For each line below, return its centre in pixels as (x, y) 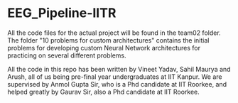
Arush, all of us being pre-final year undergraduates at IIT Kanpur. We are (115, 77)
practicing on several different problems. (67, 55)
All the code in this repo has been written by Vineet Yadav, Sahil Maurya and (119, 69)
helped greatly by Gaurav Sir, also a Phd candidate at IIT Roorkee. (104, 92)
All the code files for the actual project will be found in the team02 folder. (114, 33)
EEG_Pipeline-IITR (62, 13)
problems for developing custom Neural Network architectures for (104, 48)
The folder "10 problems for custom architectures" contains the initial (108, 40)
